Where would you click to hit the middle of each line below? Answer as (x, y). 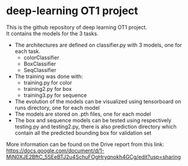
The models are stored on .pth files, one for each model (83, 114)
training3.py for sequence (55, 95)
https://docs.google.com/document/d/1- (55, 150)
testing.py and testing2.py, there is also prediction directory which (95, 126)
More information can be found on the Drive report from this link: (85, 144)
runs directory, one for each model (57, 108)
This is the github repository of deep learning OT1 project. (77, 27)
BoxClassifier (40, 64)
